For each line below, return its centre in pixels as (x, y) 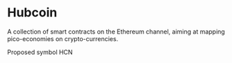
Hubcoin (32, 13)
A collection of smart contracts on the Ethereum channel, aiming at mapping (116, 32)
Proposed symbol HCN (40, 52)
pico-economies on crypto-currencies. (63, 38)
